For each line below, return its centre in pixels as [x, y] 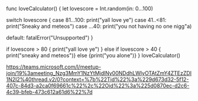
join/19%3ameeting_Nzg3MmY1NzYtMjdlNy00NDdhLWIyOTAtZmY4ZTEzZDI [99, 73]
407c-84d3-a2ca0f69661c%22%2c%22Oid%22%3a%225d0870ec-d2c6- [98, 86]
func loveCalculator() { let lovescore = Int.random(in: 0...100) [80, 9]
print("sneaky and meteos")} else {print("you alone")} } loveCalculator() [93, 55]
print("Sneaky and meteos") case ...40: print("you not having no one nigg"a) [99, 26]
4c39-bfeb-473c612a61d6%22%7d [49, 92]
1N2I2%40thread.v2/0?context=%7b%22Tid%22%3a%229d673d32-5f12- [98, 79]
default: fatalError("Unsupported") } [50, 38]
